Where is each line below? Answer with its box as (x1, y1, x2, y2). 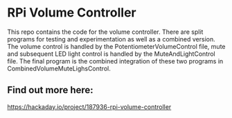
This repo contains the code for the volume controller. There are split (7, 28, 204, 36)
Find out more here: (7, 84, 93, 96)
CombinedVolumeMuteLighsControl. (7, 64, 111, 72)
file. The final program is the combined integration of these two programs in (7, 57, 224, 65)
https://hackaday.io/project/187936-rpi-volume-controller (7, 102, 172, 111)
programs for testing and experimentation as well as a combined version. (7, 35, 216, 43)
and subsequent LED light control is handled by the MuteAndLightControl (7, 50, 216, 58)
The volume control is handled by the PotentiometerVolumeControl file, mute (7, 42, 226, 50)
